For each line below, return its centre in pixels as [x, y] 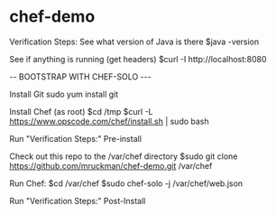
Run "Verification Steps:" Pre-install [76, 138]
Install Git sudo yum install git [64, 94]
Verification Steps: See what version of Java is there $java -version [134, 42]
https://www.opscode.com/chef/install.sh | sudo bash [109, 121]
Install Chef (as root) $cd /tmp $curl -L [81, 111]
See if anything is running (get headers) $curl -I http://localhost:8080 [138, 59]
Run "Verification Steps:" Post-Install [78, 201]
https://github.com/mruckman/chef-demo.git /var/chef [111, 165]
